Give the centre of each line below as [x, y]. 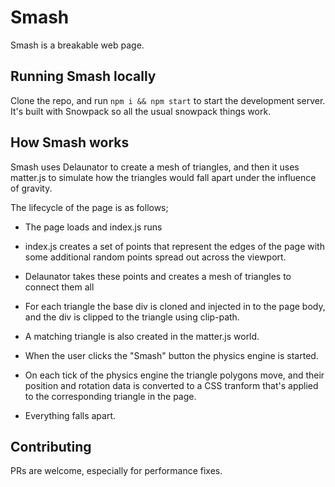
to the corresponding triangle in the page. [110, 396]
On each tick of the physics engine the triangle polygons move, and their [174, 375]
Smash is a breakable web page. [77, 45]
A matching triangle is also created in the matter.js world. [142, 336]
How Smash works [70, 142]
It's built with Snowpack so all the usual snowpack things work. [141, 111]
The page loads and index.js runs [93, 227]
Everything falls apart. [70, 415]
